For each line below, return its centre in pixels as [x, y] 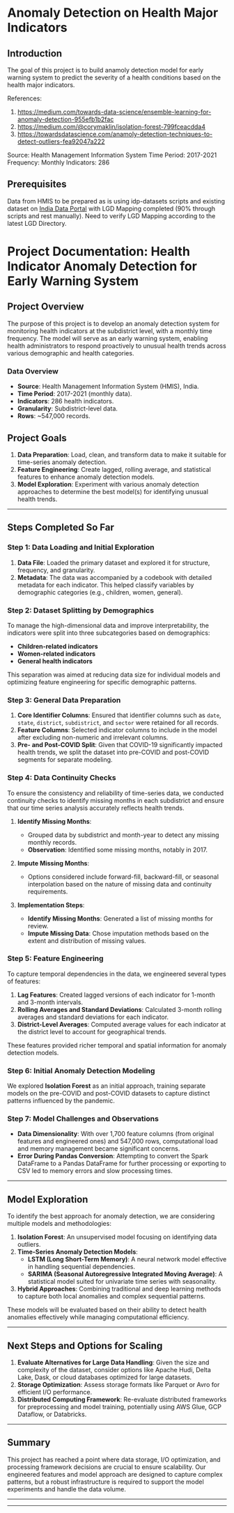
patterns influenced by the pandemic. [61, 1101]
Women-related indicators [56, 654]
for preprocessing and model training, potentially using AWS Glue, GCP [119, 1407]
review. [38, 926]
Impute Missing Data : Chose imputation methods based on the [118, 933]
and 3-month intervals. [50, 1002]
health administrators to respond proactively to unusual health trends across [117, 346]
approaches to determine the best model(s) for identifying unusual [113, 491]
